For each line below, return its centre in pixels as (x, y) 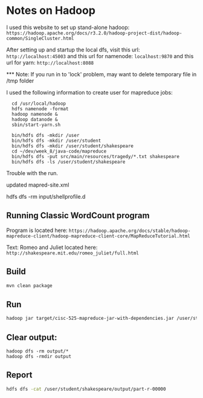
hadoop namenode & (35, 114)
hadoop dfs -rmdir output (39, 356)
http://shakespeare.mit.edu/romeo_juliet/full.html (72, 253)
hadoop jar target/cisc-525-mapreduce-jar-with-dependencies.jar (90, 319)
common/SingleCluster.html (40, 38)
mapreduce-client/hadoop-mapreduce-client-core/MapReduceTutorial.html (98, 236)
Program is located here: (37, 230)
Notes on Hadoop (51, 11)
